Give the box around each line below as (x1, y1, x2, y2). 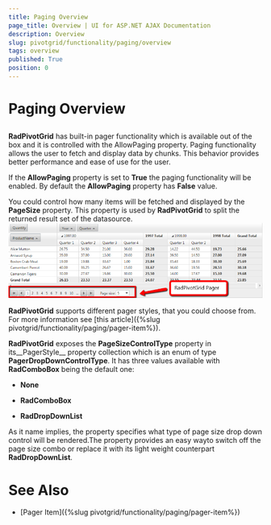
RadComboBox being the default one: (8, 365, 135, 374)
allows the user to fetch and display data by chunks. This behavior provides (8, 149, 260, 159)
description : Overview (8, 30, 85, 38)
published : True (8, 56, 63, 64)
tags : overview (8, 47, 60, 56)
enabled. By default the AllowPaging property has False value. (8, 181, 218, 191)
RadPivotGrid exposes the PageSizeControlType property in (8, 339, 212, 349)
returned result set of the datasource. (8, 214, 133, 224)
